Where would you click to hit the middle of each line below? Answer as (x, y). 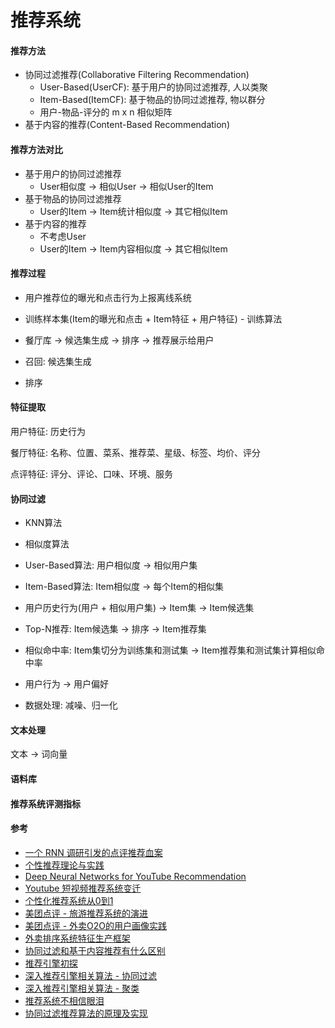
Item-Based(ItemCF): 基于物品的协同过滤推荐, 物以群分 (152, 100)
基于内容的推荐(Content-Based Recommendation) (127, 125)
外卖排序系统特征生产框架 (77, 938)
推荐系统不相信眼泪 (64, 1000)
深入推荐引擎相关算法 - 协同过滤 (91, 975)
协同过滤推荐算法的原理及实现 (86, 1013)
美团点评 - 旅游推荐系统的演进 (86, 913)
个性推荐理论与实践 (64, 865)
